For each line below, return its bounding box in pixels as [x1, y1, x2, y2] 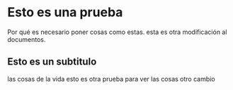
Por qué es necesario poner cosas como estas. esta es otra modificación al [7, 28, 227, 36]
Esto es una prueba [7, 4, 123, 21]
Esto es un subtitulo [7, 56, 97, 68]
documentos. [7, 35, 46, 43]
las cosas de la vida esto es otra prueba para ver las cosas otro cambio [7, 74, 215, 83]
